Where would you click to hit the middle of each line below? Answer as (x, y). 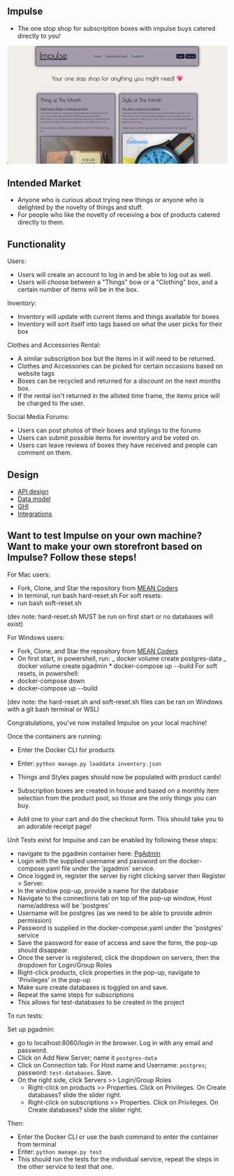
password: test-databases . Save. (65, 1072)
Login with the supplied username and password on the (97, 860)
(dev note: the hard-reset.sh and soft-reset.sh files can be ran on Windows (115, 702)
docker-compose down (51, 681)
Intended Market (44, 183)
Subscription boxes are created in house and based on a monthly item (118, 791)
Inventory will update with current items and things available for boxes (118, 317)
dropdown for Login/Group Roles (65, 965)
